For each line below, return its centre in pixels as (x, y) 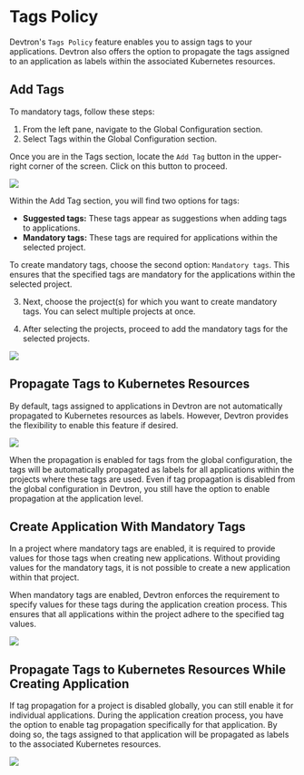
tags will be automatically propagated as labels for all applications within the (152, 469)
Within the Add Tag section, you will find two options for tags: (125, 201)
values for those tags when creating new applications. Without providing (145, 558)
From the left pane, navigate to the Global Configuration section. (142, 129)
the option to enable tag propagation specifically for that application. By (144, 725)
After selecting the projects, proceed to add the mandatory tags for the (155, 329)
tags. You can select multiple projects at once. (109, 311)
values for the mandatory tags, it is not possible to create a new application (150, 568)
